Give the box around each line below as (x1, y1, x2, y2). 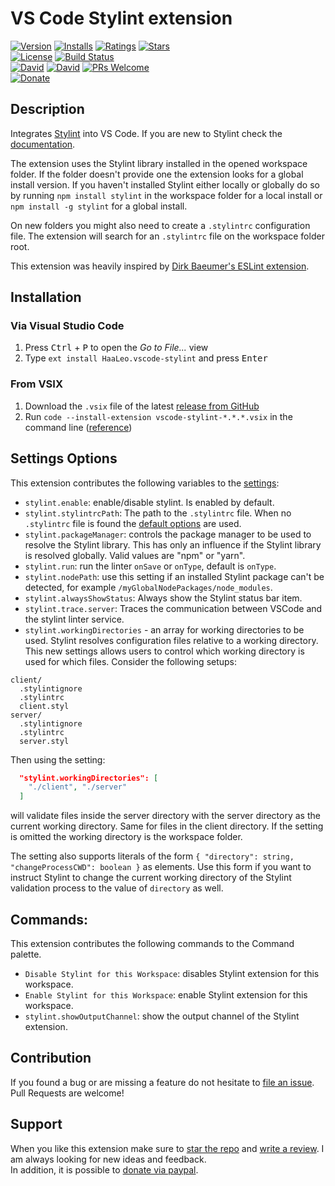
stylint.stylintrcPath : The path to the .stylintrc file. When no (24, 507, 292, 519)
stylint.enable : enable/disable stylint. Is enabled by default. (24, 496, 275, 508)
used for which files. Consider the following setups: (24, 655, 238, 667)
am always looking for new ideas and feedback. (10, 1153, 207, 1165)
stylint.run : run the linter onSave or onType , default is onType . (24, 560, 277, 572)
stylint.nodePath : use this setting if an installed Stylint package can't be (24, 570, 325, 582)
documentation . (10, 138, 76, 150)
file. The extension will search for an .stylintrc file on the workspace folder (10, 230, 325, 242)
